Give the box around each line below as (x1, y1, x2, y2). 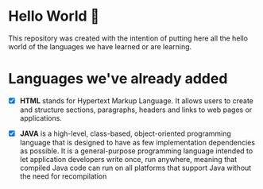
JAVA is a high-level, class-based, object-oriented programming (19, 129, 232, 138)
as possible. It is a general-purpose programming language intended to (19, 146, 253, 156)
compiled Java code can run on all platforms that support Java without (19, 163, 252, 172)
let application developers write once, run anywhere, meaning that (19, 155, 237, 164)
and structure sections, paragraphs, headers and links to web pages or (19, 105, 253, 114)
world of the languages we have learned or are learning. (8, 41, 192, 51)
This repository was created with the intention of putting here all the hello (8, 33, 249, 43)
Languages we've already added (8, 70, 228, 88)
